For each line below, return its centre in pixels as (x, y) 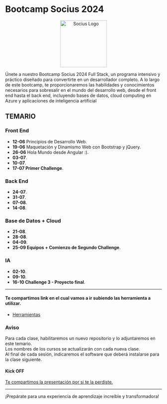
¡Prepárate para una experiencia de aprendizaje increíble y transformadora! (82, 397)
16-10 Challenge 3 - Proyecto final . (49, 282)
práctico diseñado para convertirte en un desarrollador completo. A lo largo (83, 79)
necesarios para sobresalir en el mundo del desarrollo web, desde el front (81, 90)
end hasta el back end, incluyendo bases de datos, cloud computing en (78, 95)
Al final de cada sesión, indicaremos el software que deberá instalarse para (82, 354)
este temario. (19, 344)
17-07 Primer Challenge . (38, 168)
